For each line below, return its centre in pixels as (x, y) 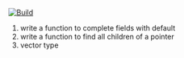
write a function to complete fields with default (98, 28)
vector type (39, 45)
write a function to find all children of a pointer (97, 37)
